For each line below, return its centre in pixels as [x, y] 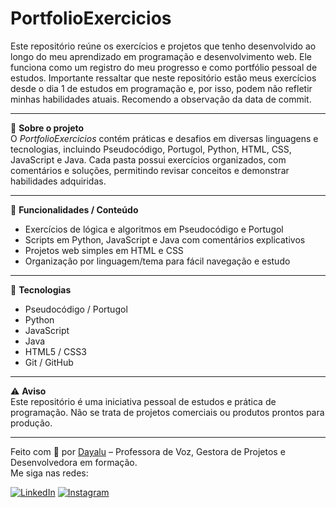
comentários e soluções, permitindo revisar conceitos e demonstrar [150, 170]
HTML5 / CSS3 [55, 351]
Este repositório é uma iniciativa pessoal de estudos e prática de [143, 401]
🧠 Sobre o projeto [47, 128]
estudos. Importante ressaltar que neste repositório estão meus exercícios [163, 78]
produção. [31, 423]
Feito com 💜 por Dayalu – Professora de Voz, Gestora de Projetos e [148, 451]
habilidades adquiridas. [58, 181]
